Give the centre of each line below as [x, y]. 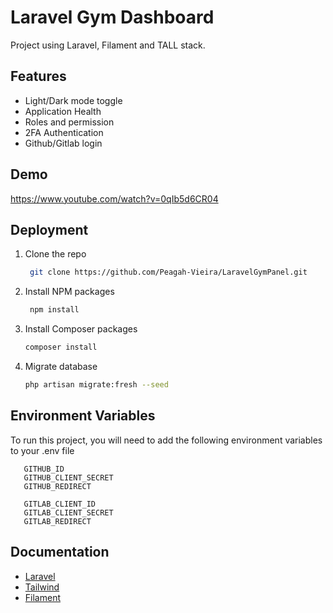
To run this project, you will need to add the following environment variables [166, 440]
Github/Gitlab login [63, 143]
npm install [54, 310]
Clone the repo [55, 254]
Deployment [49, 229]
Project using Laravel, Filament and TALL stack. [108, 45]
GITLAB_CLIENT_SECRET [68, 512]
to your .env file [42, 450]
